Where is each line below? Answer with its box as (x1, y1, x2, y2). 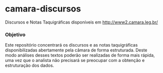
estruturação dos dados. (5, 62, 54, 68)
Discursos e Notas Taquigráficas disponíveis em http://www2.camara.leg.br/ (5, 19, 158, 25)
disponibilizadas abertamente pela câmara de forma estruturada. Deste (5, 47, 147, 53)
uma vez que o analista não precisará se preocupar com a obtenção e (5, 58, 145, 63)
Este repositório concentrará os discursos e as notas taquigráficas (5, 42, 138, 48)
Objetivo (5, 31, 26, 38)
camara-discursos (5, 3, 81, 14)
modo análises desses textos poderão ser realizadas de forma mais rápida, (5, 52, 155, 58)
